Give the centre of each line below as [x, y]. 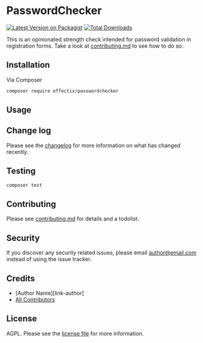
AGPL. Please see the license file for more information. [75, 333]
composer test [24, 185]
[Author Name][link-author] [50, 293]
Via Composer [24, 79]
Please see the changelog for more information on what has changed [94, 145]
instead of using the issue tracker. [49, 259]
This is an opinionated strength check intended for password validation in [99, 39]
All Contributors [35, 299]
